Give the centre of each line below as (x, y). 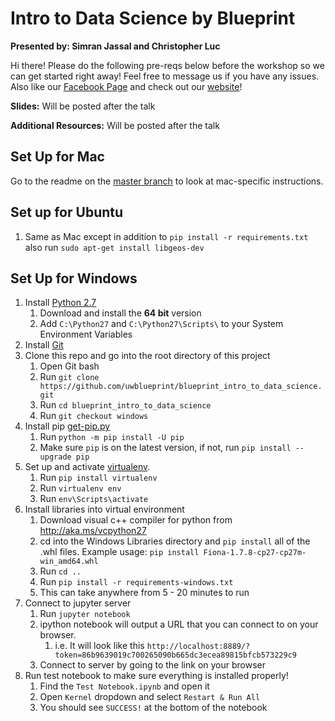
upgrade (55, 457)
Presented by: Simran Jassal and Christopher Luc (115, 46)
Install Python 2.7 (60, 303)
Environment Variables (86, 334)
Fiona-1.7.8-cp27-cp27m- (255, 553)
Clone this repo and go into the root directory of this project (147, 356)
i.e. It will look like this (99, 646)
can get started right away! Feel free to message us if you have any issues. (165, 76)
